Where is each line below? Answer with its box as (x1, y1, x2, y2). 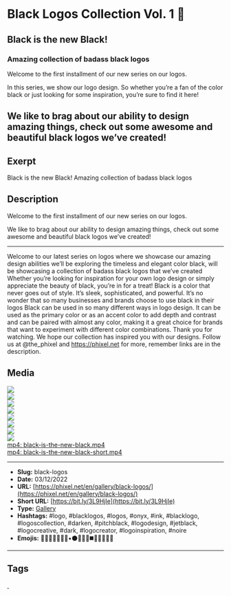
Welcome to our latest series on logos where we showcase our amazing (7, 252, 211, 260)
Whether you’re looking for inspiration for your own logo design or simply (7, 274, 214, 282)
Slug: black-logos (16, 467, 68, 476)
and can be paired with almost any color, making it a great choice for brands (7, 318, 223, 326)
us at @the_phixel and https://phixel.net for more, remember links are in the (7, 340, 221, 348)
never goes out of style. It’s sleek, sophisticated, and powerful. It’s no (7, 288, 203, 297)
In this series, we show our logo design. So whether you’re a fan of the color (7, 83, 223, 92)
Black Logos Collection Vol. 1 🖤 (7, 6, 186, 22)
